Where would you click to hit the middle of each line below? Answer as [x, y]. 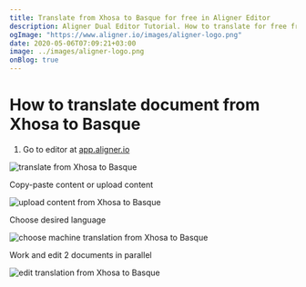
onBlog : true [34, 60]
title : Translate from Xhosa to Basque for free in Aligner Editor [140, 18]
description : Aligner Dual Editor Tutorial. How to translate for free [148, 26]
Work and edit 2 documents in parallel [81, 254]
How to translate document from [135, 105]
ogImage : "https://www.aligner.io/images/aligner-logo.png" [126, 35]
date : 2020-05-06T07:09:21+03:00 [73, 43]
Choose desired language [58, 220]
